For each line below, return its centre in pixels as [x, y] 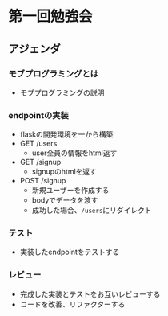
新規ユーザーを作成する [70, 191]
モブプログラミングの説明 [62, 92]
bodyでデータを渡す [65, 200]
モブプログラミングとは [53, 73]
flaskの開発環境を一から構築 [66, 134]
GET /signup [40, 162]
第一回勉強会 [51, 16]
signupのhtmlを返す [64, 172]
